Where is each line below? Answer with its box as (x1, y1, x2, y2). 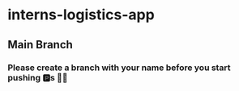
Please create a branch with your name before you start (7, 62, 231, 73)
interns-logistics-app (7, 6, 155, 24)
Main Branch (7, 38, 74, 52)
